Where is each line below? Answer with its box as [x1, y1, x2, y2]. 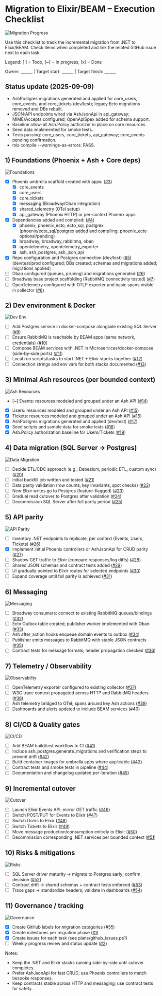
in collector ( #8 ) [12, 287, 45, 293]
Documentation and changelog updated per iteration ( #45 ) [12, 770, 130, 776]
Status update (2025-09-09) [5, 83, 94, 91]
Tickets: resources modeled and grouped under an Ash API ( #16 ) [12, 413, 142, 419]
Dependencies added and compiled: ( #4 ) [12, 217, 95, 222]
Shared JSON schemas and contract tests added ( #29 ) [12, 562, 122, 568]
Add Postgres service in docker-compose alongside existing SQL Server [12, 324, 157, 330]
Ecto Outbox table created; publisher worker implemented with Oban [12, 621, 149, 627]
